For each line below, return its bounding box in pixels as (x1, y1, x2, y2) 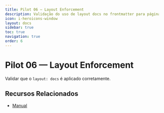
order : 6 (5, 39, 23, 44)
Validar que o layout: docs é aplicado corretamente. (5, 76, 111, 81)
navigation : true (5, 34, 41, 39)
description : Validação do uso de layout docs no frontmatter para (5, 12, 145, 16)
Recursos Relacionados (5, 90, 79, 98)
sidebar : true (5, 25, 34, 30)
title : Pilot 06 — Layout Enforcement (5, 7, 84, 12)
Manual (12, 102, 28, 108)
